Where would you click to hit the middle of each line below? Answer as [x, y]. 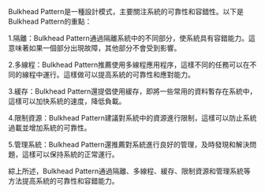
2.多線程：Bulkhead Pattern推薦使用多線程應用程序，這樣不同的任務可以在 [129, 65]
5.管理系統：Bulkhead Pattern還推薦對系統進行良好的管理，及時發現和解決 [129, 145]
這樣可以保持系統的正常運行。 [70, 154]
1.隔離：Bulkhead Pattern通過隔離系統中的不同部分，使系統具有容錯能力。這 [132, 38]
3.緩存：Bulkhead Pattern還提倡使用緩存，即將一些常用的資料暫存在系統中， [132, 91]
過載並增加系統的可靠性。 [50, 128]
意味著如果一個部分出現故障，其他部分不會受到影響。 [95, 48]
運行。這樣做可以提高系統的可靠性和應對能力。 [118, 74]
